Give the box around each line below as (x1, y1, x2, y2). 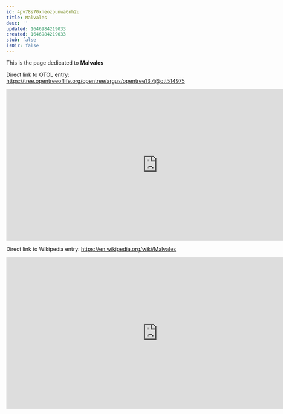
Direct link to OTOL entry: (6, 71, 70, 78)
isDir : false (6, 43, 39, 49)
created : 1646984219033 (6, 31, 67, 37)
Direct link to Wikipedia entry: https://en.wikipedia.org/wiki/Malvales (6, 245, 177, 253)
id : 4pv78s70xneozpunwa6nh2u (6, 8, 80, 15)
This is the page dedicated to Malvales (6, 59, 104, 66)
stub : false (6, 37, 36, 43)
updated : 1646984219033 (6, 25, 67, 32)
